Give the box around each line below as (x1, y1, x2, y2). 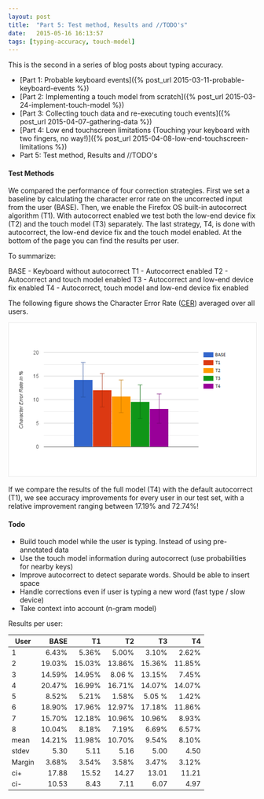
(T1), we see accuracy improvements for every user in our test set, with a (8, 493, 245, 503)
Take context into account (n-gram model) (19, 604, 157, 613)
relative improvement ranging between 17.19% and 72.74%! (8, 502, 199, 511)
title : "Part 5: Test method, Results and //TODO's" (8, 20, 189, 29)
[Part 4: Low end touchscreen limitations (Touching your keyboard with (19, 126, 250, 135)
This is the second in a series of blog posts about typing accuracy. (8, 60, 224, 70)
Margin (11, 757, 35, 767)
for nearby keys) (19, 562, 73, 572)
